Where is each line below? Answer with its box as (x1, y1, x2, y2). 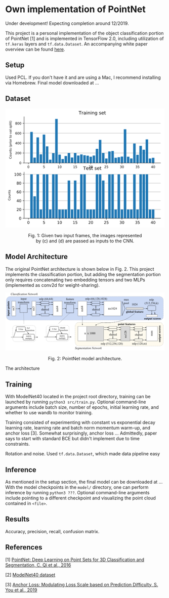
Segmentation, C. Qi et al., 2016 (5, 562, 71, 568)
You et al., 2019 (5, 587, 37, 593)
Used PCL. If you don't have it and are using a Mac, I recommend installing (5, 74, 161, 80)
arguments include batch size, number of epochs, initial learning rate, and (5, 404, 159, 410)
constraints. (5, 441, 30, 447)
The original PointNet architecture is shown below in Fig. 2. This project (5, 266, 154, 272)
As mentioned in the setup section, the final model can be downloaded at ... (5, 479, 163, 485)
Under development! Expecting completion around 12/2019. (5, 20, 129, 26)
